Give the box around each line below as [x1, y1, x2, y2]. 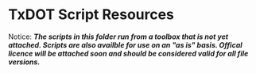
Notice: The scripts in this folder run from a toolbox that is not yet [8, 32, 229, 41]
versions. [8, 57, 41, 67]
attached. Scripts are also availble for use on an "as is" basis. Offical [8, 40, 242, 49]
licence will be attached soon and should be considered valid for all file [8, 48, 249, 58]
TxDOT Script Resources [8, 6, 175, 24]
